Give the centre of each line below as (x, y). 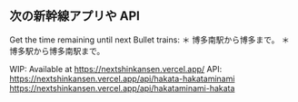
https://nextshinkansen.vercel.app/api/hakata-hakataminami (122, 79)
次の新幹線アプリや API (75, 16)
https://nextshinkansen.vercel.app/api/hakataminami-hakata (122, 88)
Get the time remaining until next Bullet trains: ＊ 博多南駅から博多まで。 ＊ (149, 40)
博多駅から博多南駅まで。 (57, 51)
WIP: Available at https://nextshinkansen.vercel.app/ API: (116, 69)
